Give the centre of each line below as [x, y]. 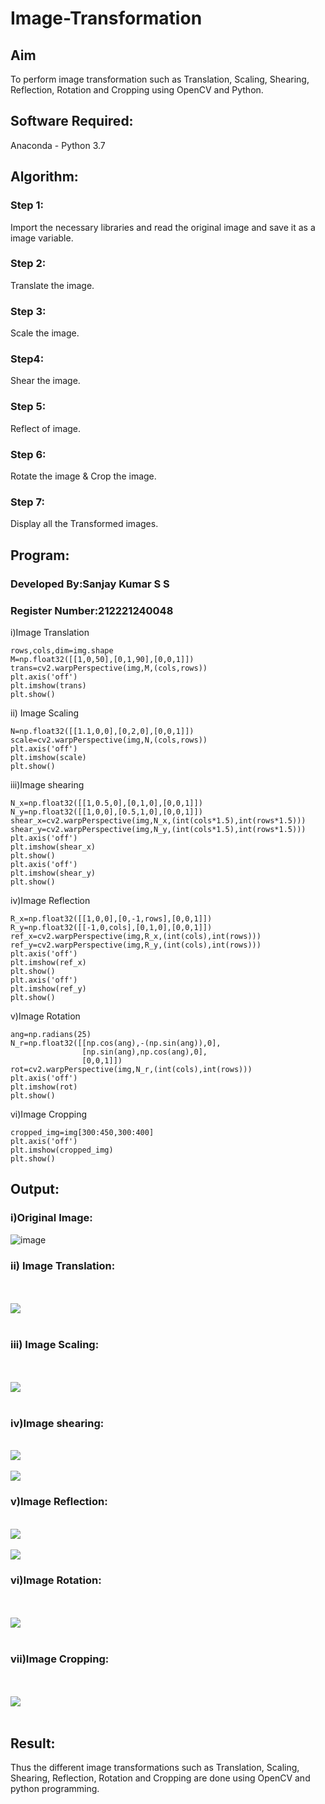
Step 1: [27, 205]
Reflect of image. [46, 428]
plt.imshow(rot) [44, 1087]
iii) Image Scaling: [55, 1344]
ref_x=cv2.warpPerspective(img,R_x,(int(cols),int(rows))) [136, 936]
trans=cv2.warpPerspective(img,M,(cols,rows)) [109, 668]
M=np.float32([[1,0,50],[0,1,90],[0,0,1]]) [102, 659]
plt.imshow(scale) [48, 757]
